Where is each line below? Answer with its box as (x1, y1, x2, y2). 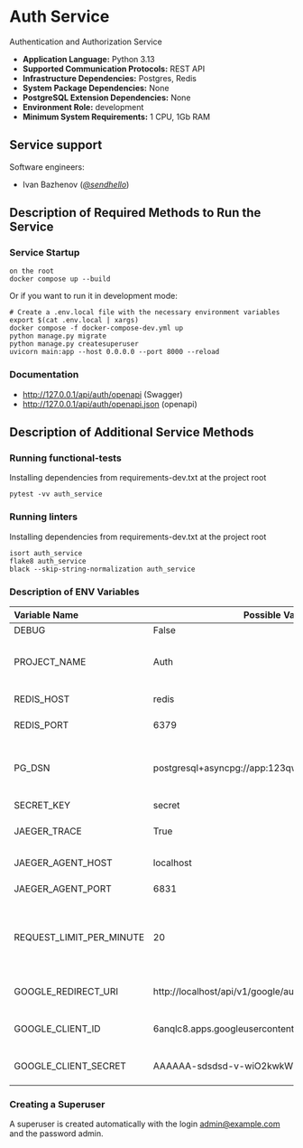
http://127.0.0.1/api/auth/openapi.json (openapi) (22, 398, 198, 409)
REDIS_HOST (14, 693, 70, 705)
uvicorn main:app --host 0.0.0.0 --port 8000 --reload (9, 348, 220, 357)
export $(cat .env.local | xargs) (9, 316, 140, 325)
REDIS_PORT (14, 719, 69, 732)
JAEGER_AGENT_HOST (14, 856, 113, 869)
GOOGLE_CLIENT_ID (14, 1022, 101, 1035)
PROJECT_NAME (14, 656, 87, 668)
